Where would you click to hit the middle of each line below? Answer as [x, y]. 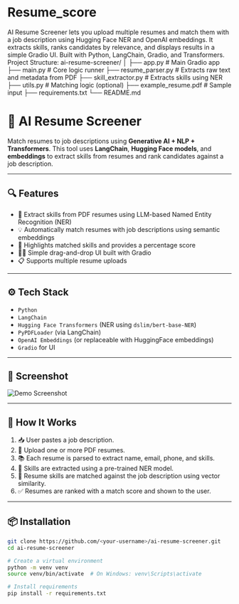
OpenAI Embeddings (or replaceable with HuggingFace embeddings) [116, 339]
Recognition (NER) [45, 222]
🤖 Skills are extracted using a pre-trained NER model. [96, 468]
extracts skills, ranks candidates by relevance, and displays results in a [111, 47]
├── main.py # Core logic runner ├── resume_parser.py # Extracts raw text [119, 70]
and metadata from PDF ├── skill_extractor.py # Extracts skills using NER [115, 77]
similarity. [32, 484]
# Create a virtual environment [55, 561]
